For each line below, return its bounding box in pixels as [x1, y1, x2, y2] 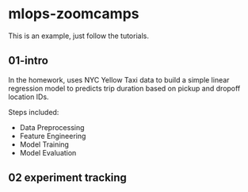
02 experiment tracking [8, 171, 127, 185]
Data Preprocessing [19, 122, 85, 132]
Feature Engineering [19, 131, 86, 140]
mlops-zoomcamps [8, 5, 140, 23]
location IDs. [8, 92, 49, 102]
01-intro [8, 54, 49, 67]
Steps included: [8, 107, 59, 117]
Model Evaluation [19, 148, 77, 157]
